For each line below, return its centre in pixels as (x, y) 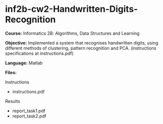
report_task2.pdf (29, 116)
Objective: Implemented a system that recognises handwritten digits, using (82, 42)
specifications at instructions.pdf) (40, 53)
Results (13, 101)
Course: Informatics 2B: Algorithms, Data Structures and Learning (72, 33)
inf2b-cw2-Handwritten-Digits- (72, 9)
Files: (11, 72)
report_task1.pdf (29, 111)
